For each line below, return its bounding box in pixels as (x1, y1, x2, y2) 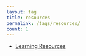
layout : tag (6, 9, 37, 15)
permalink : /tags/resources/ (6, 20, 81, 26)
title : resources (6, 15, 51, 21)
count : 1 (6, 26, 29, 32)
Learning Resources (15, 43, 66, 50)
